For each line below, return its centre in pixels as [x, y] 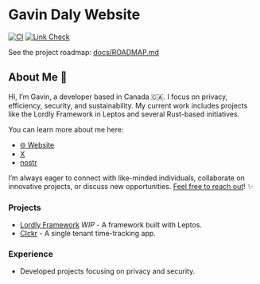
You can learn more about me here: [66, 129]
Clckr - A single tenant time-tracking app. [88, 234]
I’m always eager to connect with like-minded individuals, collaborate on [126, 178]
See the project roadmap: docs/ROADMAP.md [83, 52]
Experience [31, 254]
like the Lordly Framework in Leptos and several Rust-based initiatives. [124, 114]
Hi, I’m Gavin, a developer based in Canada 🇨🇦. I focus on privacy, [118, 97]
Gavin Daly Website [74, 15]
